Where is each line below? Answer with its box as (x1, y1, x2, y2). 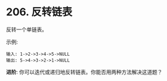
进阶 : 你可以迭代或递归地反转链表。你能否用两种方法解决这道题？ (6, 68, 162, 75)
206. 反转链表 (6, 5, 72, 19)
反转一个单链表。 (6, 26, 47, 33)
